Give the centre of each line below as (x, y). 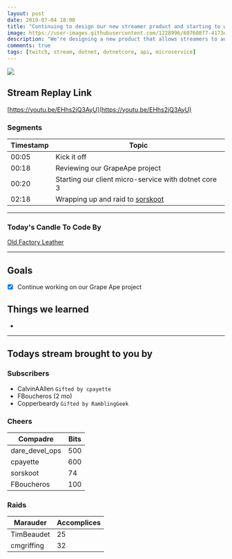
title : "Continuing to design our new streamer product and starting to (114, 26)
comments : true (29, 46)
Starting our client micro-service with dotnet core (136, 179)
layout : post (26, 13)
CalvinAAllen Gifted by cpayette (64, 389)
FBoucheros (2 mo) (45, 396)
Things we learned (48, 309)
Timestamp (30, 145)
